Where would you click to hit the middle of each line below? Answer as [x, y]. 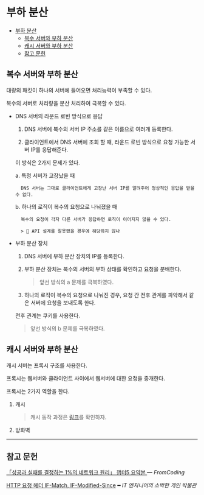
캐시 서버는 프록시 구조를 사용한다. [47, 365]
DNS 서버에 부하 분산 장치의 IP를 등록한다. [74, 256]
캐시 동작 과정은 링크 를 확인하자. [68, 417]
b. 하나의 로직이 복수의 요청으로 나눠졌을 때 [66, 206]
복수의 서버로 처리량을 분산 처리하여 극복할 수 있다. [66, 103]
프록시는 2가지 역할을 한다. [38, 391]
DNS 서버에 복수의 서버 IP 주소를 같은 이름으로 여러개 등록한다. [98, 129]
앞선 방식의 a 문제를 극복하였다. [76, 282]
